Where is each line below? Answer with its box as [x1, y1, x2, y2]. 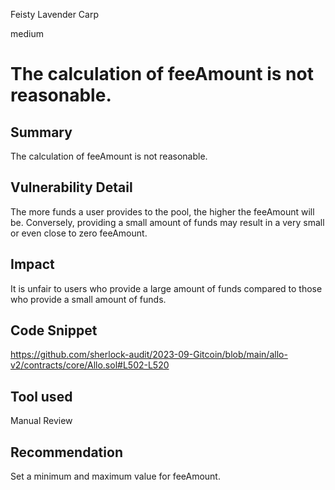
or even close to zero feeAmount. [10, 227, 148, 239]
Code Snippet [10, 322, 98, 339]
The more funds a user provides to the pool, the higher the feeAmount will [10, 205, 315, 218]
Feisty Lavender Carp [10, 9, 100, 20]
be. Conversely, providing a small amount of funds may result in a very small [10, 216, 325, 228]
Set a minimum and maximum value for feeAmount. [10, 470, 221, 483]
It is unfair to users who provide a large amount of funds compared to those [10, 282, 323, 294]
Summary [10, 124, 73, 141]
